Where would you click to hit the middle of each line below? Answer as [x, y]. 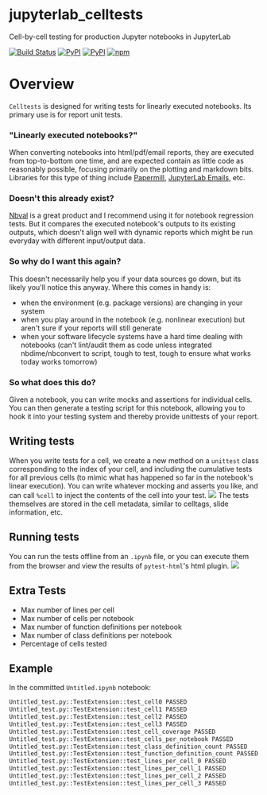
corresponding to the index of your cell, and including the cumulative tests [131, 469]
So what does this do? [52, 382]
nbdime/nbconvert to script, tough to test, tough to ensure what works [135, 353]
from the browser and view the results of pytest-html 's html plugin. [119, 565]
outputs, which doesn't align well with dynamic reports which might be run [131, 233]
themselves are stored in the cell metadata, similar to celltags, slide [119, 504]
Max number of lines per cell [67, 610]
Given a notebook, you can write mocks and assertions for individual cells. [131, 399]
